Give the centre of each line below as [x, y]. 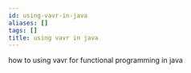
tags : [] [23, 30]
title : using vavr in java [53, 38]
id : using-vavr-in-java [48, 15]
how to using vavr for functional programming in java [95, 60]
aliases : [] [28, 23]
